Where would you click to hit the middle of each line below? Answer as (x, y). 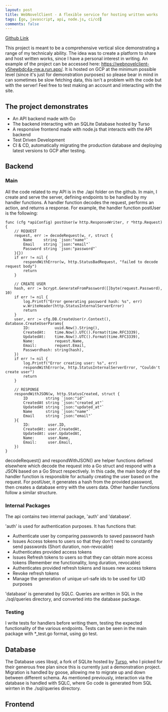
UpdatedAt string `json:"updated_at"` (64, 407)
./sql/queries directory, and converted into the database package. (73, 599)
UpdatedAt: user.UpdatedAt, (52, 433)
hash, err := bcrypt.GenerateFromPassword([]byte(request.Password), (89, 288)
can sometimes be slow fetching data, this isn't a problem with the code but (83, 80)
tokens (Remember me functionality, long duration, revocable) (76, 563)
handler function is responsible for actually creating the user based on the (82, 476)
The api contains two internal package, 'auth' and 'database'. (68, 516)
